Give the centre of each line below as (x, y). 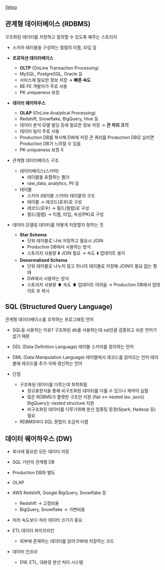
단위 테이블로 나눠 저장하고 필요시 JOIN (65, 241)
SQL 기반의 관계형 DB (33, 462)
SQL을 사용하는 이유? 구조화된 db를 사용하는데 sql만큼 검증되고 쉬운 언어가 (84, 330)
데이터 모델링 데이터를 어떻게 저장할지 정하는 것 (58, 225)
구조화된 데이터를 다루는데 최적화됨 (53, 384)
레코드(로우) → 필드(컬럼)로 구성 (58, 208)
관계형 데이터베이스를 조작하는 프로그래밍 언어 (49, 319)
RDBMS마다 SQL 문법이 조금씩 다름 (54, 422)
